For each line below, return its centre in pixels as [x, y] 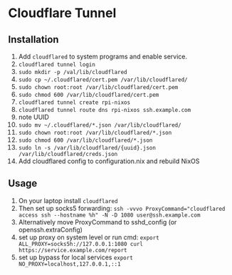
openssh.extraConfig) [50, 229]
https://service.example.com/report [73, 250]
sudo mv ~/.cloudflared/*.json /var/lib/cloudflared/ [100, 125]
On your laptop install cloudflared [68, 200]
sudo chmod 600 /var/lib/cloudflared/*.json [85, 140]
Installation [33, 40]
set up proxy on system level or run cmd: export [89, 237]
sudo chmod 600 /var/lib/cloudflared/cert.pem [89, 95]
